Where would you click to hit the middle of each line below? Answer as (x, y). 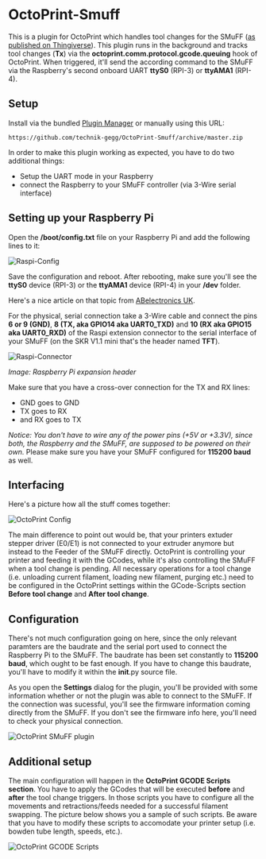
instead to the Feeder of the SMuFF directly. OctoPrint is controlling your (127, 552)
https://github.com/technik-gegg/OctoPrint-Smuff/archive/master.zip (126, 137)
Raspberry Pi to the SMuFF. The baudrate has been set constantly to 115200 (133, 655)
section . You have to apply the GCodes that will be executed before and (127, 789)
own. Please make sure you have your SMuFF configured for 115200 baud (130, 451)
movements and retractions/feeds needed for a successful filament (118, 806)
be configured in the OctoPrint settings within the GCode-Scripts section (127, 586)
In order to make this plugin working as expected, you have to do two (121, 152)
